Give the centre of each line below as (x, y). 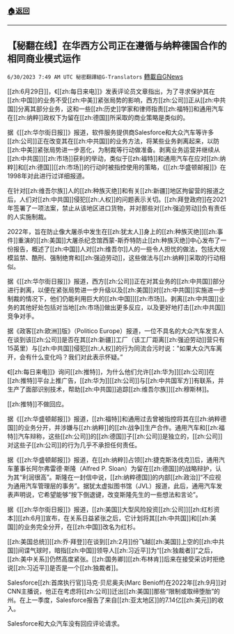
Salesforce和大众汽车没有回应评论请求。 (65, 624)
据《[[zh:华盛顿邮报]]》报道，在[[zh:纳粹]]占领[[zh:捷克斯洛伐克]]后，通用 (113, 460)
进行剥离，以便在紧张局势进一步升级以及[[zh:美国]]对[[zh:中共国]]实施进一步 (116, 290)
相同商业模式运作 (44, 58)
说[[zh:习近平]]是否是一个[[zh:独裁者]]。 (64, 568)
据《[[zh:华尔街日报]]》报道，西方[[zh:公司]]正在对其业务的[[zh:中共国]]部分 (116, 281)
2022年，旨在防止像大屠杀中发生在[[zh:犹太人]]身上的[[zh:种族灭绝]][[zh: (112, 232)
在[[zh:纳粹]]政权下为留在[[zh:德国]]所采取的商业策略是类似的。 (98, 118)
